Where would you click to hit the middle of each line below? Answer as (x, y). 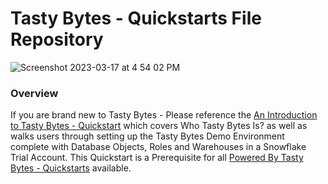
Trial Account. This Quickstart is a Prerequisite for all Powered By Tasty (157, 158)
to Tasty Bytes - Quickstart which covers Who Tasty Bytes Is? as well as (159, 126)
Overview (34, 93)
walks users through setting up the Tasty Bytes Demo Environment (147, 136)
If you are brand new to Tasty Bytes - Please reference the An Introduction (164, 115)
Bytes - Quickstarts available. (71, 168)
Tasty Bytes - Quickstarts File (136, 18)
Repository (57, 39)
